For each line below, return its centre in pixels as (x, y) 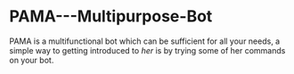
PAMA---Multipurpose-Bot (111, 16)
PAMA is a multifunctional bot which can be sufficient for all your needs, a (145, 41)
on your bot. (32, 60)
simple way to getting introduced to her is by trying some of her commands (147, 50)
